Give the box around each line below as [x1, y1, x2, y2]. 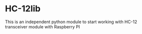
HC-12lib [5, 3, 41, 14]
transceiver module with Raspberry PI [5, 24, 80, 29]
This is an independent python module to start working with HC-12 [5, 19, 138, 25]
